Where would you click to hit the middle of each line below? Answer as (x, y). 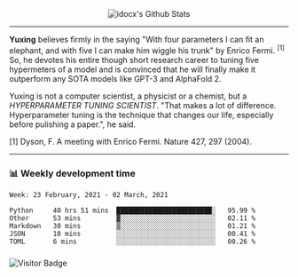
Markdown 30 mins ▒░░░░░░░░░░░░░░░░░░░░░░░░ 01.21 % (132, 226)
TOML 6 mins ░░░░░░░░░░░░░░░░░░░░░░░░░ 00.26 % (132, 241)
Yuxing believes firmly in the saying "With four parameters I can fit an (137, 40)
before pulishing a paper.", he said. (72, 124)
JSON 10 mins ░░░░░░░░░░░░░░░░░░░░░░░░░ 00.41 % (132, 233)
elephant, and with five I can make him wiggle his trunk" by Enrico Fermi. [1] (147, 50)
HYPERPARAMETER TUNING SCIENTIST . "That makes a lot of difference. (143, 105)
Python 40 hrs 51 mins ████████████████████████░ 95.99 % (132, 210)
